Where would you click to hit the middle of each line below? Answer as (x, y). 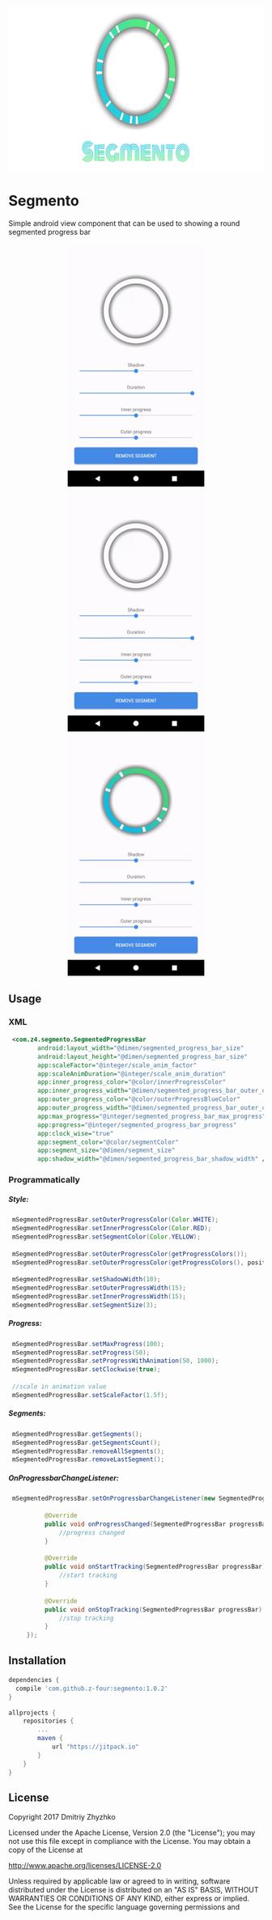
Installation (37, 1661)
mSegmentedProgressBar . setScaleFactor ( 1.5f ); (90, 1395)
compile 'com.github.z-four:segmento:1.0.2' (92, 1688)
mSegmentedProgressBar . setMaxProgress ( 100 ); (88, 1344)
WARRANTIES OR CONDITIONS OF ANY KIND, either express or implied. (129, 1899)
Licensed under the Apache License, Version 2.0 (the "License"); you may (132, 1833)
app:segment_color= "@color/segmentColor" (108, 1142)
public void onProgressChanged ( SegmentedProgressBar (135, 1524)
